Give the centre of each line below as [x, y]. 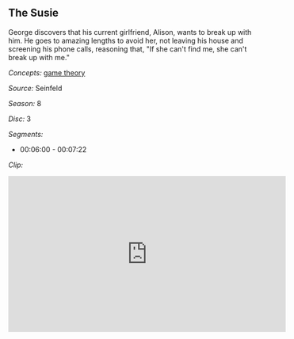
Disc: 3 [20, 119]
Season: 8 [25, 103]
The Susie [34, 13]
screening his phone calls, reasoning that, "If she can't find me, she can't [128, 49]
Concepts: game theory [47, 72]
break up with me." [39, 57]
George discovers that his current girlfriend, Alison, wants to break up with [130, 32]
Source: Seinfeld [35, 88]
